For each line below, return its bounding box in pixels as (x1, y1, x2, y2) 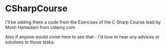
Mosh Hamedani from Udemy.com (5, 24, 75, 30)
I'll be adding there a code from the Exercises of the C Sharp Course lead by (5, 19, 161, 25)
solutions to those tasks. (5, 39, 55, 45)
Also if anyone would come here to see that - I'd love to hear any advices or (5, 34, 160, 40)
